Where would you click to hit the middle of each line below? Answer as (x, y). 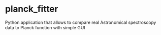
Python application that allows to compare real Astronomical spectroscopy (81, 22)
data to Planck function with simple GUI (45, 27)
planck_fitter (32, 9)
